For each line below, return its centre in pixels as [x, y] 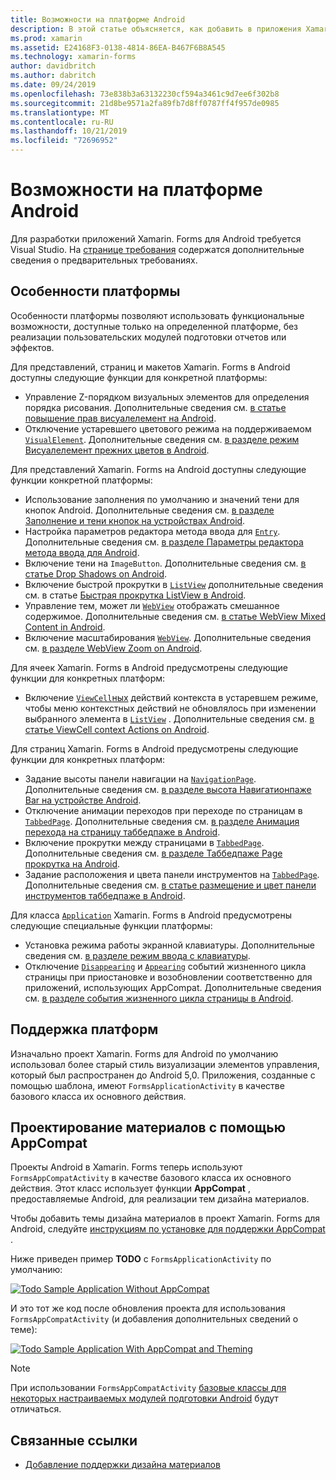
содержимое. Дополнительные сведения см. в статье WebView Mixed [175, 616]
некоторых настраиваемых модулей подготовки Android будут [144, 1398]
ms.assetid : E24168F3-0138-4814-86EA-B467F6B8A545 [118, 47]
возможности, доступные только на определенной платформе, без [154, 326]
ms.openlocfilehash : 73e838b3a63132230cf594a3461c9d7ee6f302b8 [145, 94]
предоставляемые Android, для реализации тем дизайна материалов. [160, 1199]
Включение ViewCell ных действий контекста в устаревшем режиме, [171, 697]
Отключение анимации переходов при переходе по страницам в [163, 810]
